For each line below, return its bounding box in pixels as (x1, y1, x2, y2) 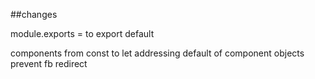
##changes (10, 9, 58, 20)
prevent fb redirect (10, 58, 88, 69)
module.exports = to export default (10, 28, 155, 39)
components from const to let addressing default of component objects (10, 47, 305, 59)
